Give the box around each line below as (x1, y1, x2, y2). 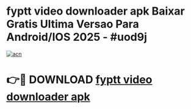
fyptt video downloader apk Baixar (6, 4, 185, 18)
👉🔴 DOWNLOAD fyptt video (6, 73, 153, 86)
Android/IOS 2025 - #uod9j (6, 30, 148, 44)
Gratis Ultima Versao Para (6, 17, 139, 31)
